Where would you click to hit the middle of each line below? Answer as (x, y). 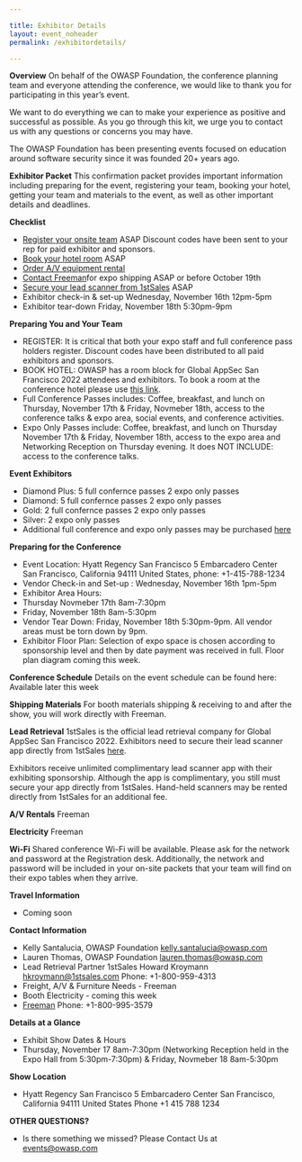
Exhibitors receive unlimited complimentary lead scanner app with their (141, 768)
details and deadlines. (50, 204)
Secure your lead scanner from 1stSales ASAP (107, 287)
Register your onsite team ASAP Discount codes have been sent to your (155, 240)
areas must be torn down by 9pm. (85, 631)
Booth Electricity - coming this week (89, 995)
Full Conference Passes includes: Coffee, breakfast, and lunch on (143, 399)
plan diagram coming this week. (81, 660)
